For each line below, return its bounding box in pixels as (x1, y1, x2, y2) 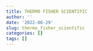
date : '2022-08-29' (6, 19, 54, 25)
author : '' (6, 14, 33, 20)
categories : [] (6, 30, 43, 36)
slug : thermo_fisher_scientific (6, 25, 85, 31)
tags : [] (6, 36, 27, 42)
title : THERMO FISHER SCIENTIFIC (6, 8, 88, 15)
